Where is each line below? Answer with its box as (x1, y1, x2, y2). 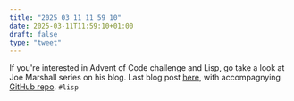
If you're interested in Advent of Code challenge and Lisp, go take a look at (9, 63, 285, 73)
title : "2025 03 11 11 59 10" (9, 13, 122, 22)
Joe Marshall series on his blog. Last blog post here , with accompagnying (9, 72, 281, 83)
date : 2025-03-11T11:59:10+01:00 (9, 21, 134, 30)
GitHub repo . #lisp (9, 81, 79, 92)
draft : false (9, 29, 58, 38)
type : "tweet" (9, 38, 63, 47)
